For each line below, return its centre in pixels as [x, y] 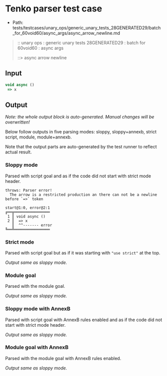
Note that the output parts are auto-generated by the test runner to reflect [81, 147]
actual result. [18, 152]
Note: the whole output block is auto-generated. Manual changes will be [80, 117]
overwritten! [17, 122]
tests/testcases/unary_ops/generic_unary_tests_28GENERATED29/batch [86, 27]
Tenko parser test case [54, 9]
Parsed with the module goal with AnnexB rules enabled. [63, 358]
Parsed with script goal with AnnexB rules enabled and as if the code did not [84, 320]
